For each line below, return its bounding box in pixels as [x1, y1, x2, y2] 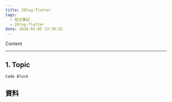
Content [5, 40, 23, 47]
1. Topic [5, 60, 30, 69]
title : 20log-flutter [5, 7, 52, 13]
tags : [5, 12, 17, 17]
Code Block [5, 74, 29, 79]
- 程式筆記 [10, 17, 30, 22]
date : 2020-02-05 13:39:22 [5, 27, 63, 32]
